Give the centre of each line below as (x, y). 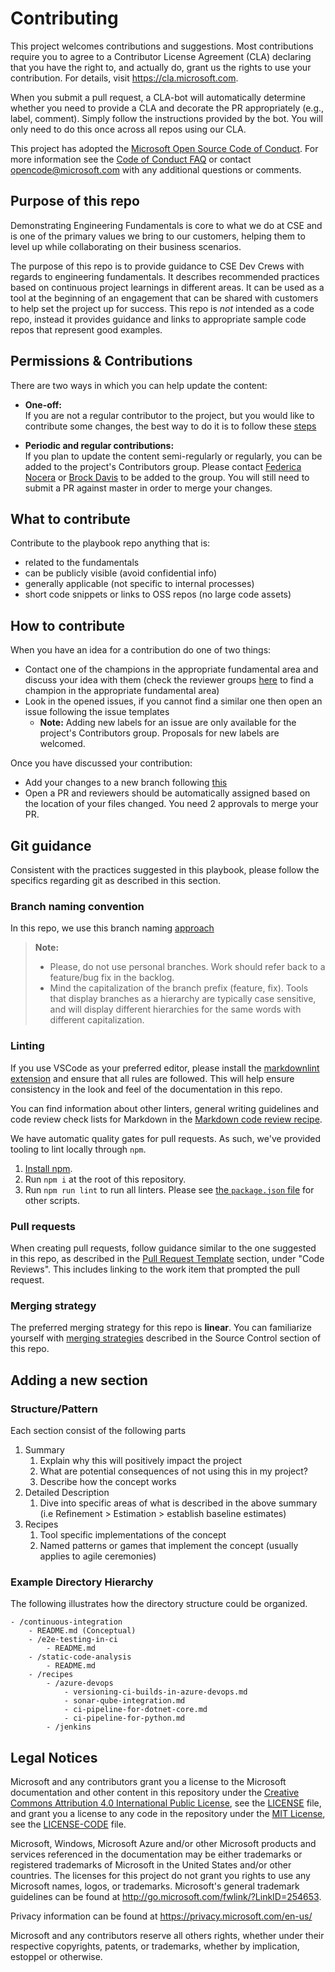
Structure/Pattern (54, 1409)
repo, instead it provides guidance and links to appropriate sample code (158, 319)
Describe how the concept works (108, 1481)
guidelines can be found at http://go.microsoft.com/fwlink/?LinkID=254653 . (166, 1896)
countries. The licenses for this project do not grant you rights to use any (160, 1875)
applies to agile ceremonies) (98, 1556)
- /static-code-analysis (80, 1657)
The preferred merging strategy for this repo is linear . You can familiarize (161, 1328)
